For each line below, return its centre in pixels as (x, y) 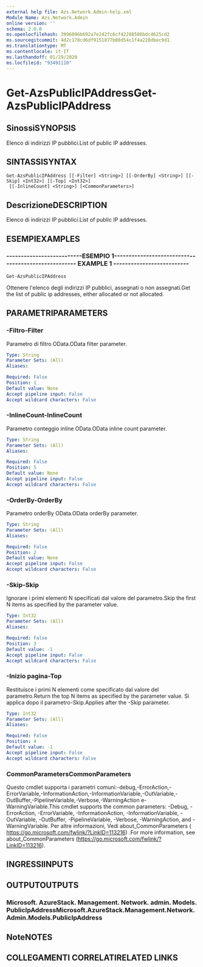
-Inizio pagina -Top (34, 676)
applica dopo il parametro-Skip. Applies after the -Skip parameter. (88, 702)
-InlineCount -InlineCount (44, 415)
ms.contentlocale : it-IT (38, 52)
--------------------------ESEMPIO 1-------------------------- (98, 256)
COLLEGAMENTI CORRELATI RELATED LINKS (92, 958)
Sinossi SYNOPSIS (41, 128)
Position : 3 (21, 644)
